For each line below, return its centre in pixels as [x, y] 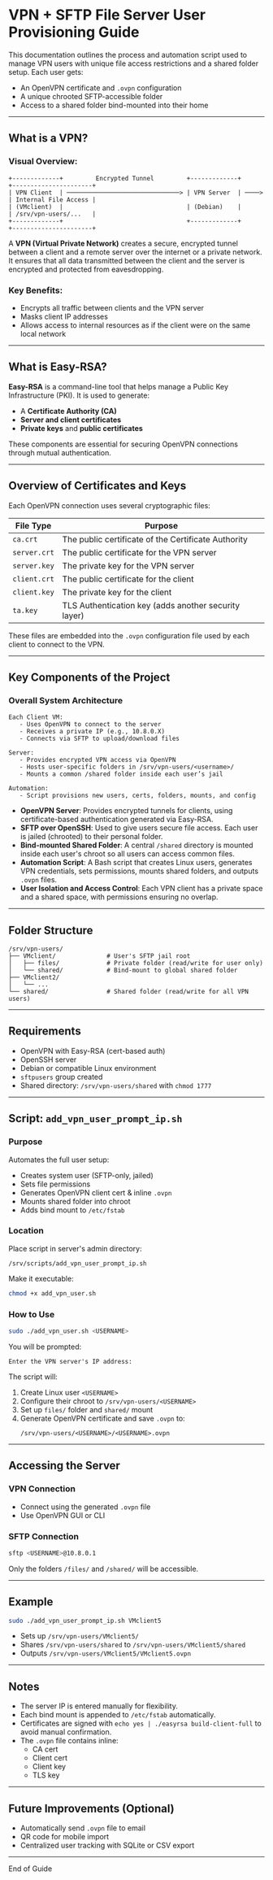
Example [31, 1602]
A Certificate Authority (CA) [68, 411]
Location [26, 1231]
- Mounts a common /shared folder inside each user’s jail [121, 774]
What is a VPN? [48, 139]
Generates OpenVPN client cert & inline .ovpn [96, 1192]
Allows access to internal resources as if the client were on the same [135, 325]
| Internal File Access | [52, 200]
